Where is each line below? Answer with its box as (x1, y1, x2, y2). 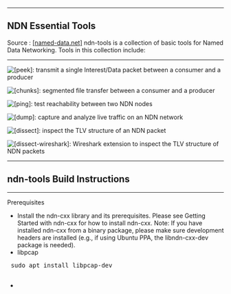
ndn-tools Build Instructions (7, 174, 130, 185)
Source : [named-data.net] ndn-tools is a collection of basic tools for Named (7, 39, 223, 47)
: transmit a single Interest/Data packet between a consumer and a (32, 65, 221, 74)
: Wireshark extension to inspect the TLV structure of (69, 139, 219, 148)
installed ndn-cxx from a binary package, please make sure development (16, 226, 224, 234)
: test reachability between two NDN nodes (30, 99, 153, 107)
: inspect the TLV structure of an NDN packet (38, 126, 166, 134)
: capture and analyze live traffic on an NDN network (34, 113, 184, 121)
